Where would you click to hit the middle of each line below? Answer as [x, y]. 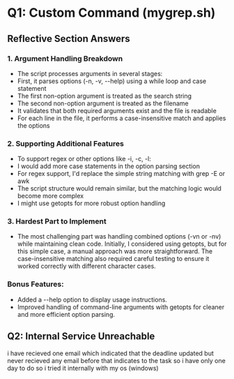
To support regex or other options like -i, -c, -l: [84, 159]
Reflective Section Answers [69, 39]
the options [33, 125]
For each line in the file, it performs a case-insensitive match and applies [122, 118]
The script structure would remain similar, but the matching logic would [119, 188]
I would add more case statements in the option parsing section [109, 166]
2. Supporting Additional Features [65, 143]
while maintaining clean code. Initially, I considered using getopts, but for [122, 244]
